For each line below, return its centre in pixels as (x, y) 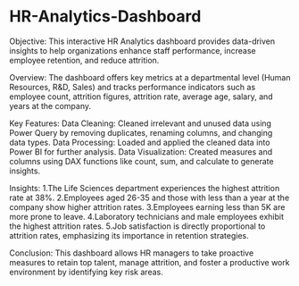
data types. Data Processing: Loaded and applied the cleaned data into (140, 142)
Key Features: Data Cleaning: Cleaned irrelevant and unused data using (141, 123)
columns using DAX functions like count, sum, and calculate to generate (141, 161)
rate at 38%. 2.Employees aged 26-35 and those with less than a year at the (149, 198)
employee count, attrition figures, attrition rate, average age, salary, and (141, 97)
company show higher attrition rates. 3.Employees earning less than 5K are (147, 206)
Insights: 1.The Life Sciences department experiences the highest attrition (145, 188)
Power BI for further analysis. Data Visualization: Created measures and (141, 151)
